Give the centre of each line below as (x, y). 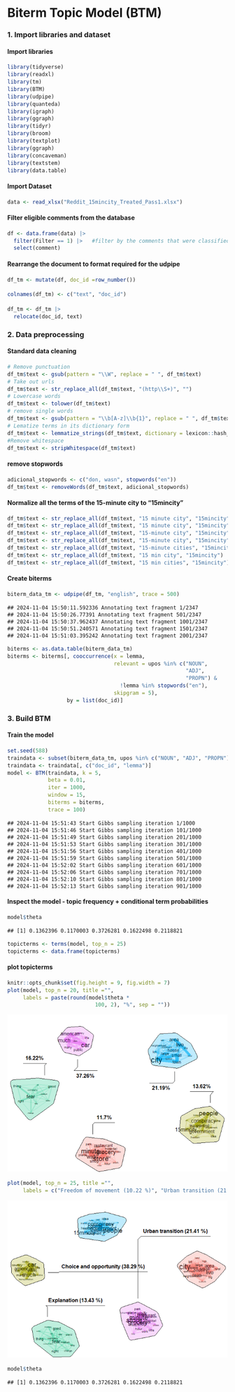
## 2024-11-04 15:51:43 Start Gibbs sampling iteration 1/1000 (101, 823)
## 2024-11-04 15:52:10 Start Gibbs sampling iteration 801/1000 (104, 879)
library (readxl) (31, 75)
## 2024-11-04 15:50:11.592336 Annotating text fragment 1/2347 (103, 608)
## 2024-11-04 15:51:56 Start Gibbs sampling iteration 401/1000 (104, 851)
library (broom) (29, 134)
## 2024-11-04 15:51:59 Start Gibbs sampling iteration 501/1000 (104, 858)
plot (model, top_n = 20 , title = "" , (60, 990)
